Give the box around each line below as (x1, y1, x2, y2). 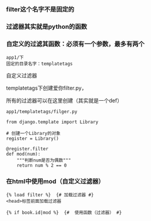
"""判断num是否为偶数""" (16, 157, 72, 163)
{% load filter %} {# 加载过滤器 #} (6, 192, 94, 198)
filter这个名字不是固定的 (6, 5, 75, 13)
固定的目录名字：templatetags (6, 61, 73, 67)
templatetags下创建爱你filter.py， (6, 84, 87, 92)
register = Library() (6, 136, 59, 142)
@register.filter (6, 146, 49, 152)
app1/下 (6, 55, 24, 61)
